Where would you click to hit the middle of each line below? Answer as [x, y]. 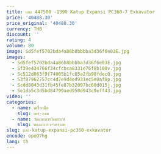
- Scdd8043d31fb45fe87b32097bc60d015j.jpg [66, 85]
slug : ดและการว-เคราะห [41, 125]
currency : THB [24, 29]
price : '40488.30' [30, 18]
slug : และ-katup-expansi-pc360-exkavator [59, 130]
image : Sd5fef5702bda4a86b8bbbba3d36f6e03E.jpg [68, 52]
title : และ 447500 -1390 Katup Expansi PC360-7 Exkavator [81, 12]
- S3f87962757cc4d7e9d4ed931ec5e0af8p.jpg [66, 79]
